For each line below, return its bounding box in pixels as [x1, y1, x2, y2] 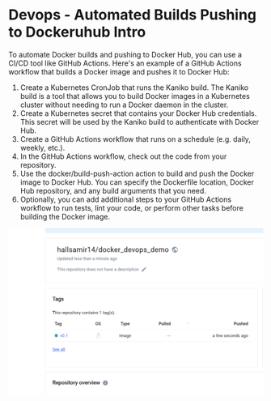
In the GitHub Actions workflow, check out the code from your [19, 151, 227, 161]
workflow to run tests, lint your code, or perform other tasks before [19, 203, 244, 212]
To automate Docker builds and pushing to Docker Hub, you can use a [8, 49, 243, 59]
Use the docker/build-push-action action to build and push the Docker [19, 169, 255, 178]
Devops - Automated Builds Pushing [8, 6, 257, 24]
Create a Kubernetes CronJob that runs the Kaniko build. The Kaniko [19, 83, 249, 92]
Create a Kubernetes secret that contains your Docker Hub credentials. [19, 108, 257, 118]
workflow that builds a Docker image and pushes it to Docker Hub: [8, 66, 230, 76]
